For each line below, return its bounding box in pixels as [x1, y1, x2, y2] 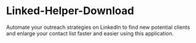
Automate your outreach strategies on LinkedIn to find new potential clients [6, 24, 190, 31]
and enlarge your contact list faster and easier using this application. [6, 29, 174, 37]
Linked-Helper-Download [6, 4, 135, 18]
